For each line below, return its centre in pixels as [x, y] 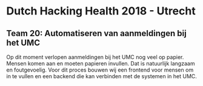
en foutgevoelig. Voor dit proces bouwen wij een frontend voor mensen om [100, 70]
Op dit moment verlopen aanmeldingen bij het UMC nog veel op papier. [95, 57]
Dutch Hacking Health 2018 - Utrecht [101, 11]
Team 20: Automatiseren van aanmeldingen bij [96, 33]
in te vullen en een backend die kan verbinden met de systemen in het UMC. [101, 76]
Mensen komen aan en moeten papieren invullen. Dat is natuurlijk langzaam [101, 63]
